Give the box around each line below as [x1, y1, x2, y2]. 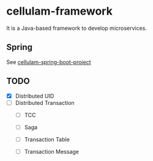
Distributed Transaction [15, 99, 75, 106]
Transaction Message [24, 148, 80, 155]
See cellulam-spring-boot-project [6, 58, 91, 65]
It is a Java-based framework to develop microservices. [6, 24, 147, 32]
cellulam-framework [6, 4, 113, 18]
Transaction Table [24, 135, 70, 143]
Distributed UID [15, 92, 54, 99]
